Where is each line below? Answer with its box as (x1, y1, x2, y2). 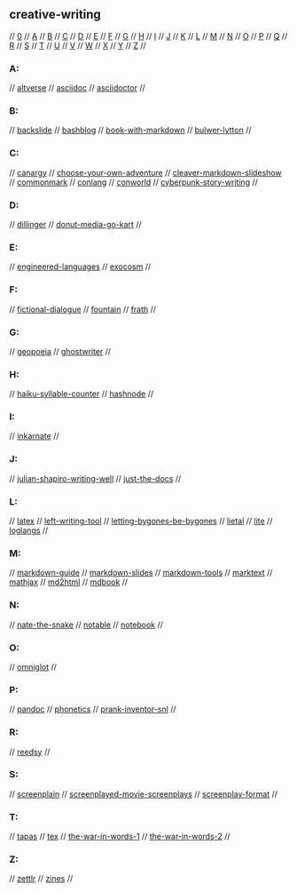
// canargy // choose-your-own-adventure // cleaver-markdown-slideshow (9, 167, 282, 178)
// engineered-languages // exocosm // (9, 261, 152, 272)
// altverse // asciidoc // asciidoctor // (9, 83, 145, 93)
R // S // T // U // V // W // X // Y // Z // (9, 40, 146, 51)
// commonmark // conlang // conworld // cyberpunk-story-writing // (9, 177, 259, 187)
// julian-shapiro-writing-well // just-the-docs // (9, 473, 182, 483)
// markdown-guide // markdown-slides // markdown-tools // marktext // (9, 568, 273, 578)
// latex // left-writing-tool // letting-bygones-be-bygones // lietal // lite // (9, 515, 273, 527)
